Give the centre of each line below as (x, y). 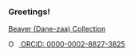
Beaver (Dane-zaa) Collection (57, 29)
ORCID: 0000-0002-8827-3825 (73, 44)
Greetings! (29, 12)
